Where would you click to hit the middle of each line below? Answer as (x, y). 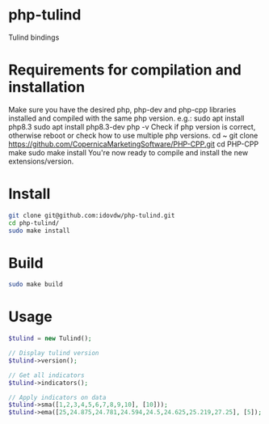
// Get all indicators (46, 375)
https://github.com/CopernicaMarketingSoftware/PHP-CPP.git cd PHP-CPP (134, 144)
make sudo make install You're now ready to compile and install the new (128, 152)
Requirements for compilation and (125, 70)
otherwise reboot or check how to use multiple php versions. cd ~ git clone (133, 135)
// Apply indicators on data (57, 397)
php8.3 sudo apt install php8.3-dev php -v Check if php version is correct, (132, 126)
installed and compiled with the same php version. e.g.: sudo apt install (126, 118)
